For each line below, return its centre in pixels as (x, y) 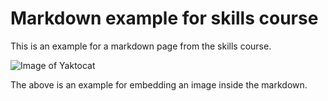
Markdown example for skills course (164, 18)
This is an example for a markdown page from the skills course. (141, 46)
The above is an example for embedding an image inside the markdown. (159, 84)
